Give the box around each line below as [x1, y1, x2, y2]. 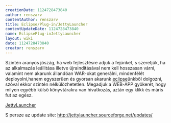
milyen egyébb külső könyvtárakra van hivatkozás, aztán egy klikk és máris [5, 86, 163, 92]
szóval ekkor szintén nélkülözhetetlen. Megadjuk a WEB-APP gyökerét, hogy [5, 81, 166, 87]
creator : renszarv [5, 45, 44, 51]
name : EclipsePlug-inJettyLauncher [5, 31, 81, 36]
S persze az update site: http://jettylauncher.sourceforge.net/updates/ [5, 112, 153, 118]
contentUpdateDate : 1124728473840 [5, 27, 79, 32]
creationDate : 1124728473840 [5, 7, 67, 13]
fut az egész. [5, 92, 33, 98]
